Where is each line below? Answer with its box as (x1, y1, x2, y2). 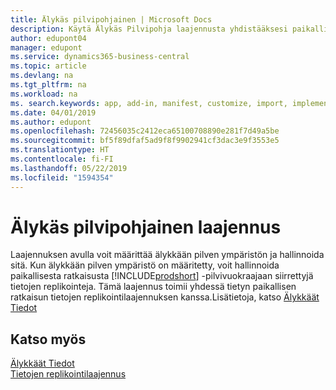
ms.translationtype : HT (10, 145, 110, 155)
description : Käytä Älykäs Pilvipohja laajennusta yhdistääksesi (10, 24, 288, 34)
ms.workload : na (10, 89, 78, 99)
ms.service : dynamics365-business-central (10, 52, 190, 62)
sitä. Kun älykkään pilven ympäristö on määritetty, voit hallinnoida (10, 259, 280, 271)
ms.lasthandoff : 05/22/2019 (10, 163, 128, 173)
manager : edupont (10, 42, 83, 53)
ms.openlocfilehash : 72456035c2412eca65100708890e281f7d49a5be (10, 126, 280, 136)
